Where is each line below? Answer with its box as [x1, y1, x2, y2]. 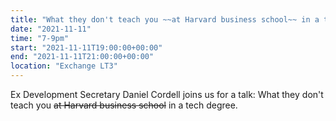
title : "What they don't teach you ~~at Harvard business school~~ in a [10, 14, 320, 25]
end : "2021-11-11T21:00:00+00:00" [10, 52, 155, 62]
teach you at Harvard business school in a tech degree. [10, 99, 238, 111]
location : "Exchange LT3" [10, 61, 118, 71]
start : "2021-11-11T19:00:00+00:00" [10, 42, 163, 53]
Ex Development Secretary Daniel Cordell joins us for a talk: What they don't [10, 89, 324, 100]
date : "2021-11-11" [10, 24, 92, 34]
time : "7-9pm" [10, 33, 70, 43]
